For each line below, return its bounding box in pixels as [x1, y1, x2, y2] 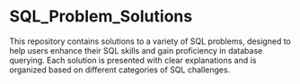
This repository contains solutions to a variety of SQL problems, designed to [9, 36, 292, 46]
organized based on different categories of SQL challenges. [9, 64, 231, 75]
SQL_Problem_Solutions [9, 6, 193, 27]
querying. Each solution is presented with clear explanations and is [9, 55, 257, 65]
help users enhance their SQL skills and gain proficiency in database [9, 45, 263, 55]
